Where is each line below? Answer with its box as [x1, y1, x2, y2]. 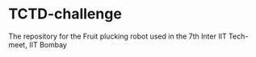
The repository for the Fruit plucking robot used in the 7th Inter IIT [8, 31, 228, 41]
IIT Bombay [29, 39, 67, 49]
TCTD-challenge [8, 5, 123, 23]
